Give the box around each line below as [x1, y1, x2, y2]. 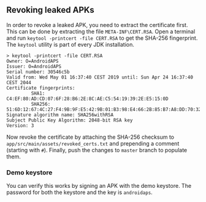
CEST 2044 [6, 79, 32, 85]
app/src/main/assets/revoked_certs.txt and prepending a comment [6, 139, 180, 147]
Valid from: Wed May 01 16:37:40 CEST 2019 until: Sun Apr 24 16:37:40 [6, 74, 193, 80]
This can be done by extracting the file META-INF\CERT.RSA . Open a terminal [6, 28, 196, 35]
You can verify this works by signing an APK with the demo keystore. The [6, 182, 192, 190]
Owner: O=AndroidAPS [6, 58, 59, 64]
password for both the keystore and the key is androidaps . [6, 188, 153, 196]
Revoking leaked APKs [6, 5, 95, 15]
